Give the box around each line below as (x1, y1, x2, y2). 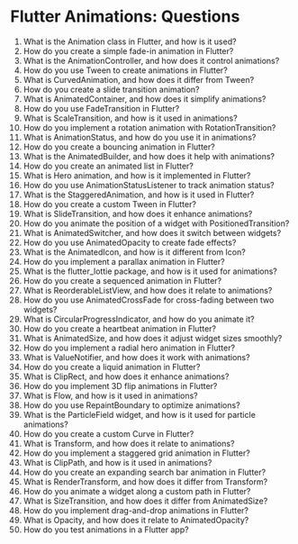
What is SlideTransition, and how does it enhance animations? (23, 208, 253, 219)
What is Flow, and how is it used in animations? (23, 390, 199, 401)
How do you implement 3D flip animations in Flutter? (23, 380, 218, 391)
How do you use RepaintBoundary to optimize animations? (23, 399, 241, 411)
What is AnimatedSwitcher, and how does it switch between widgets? (23, 227, 282, 238)
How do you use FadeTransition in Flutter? (23, 103, 180, 113)
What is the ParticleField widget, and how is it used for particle (23, 409, 256, 420)
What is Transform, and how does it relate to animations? (23, 438, 235, 449)
